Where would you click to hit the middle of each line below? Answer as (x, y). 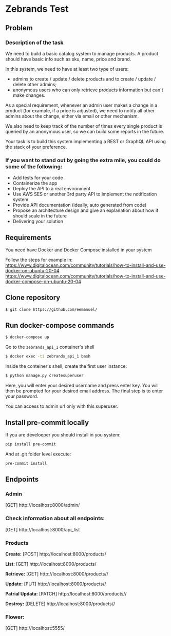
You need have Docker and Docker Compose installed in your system (79, 250)
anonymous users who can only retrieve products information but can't (88, 90)
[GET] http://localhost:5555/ (35, 628)
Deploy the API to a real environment (52, 189)
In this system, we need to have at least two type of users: (67, 69)
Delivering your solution (38, 222)
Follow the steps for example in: (39, 260)
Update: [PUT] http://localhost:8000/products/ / (56, 584)
